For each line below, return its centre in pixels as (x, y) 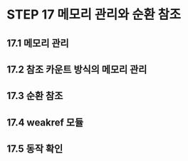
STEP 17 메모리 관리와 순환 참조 (94, 15)
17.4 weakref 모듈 (45, 122)
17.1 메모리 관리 (38, 43)
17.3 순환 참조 (35, 96)
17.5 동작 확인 (35, 149)
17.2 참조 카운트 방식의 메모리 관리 (77, 69)
